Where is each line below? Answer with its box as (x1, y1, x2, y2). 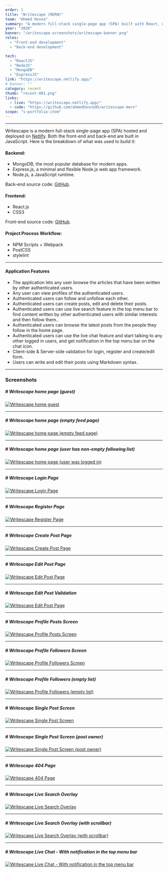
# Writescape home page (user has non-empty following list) (5, 446, 135, 452)
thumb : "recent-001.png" (5, 91, 57, 96)
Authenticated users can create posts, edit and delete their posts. (12, 301, 147, 307)
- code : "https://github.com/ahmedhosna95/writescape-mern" (9, 105, 137, 110)
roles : (5, 36, 19, 41)
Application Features (5, 268, 50, 274)
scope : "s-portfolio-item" (5, 110, 61, 115)
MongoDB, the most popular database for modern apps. (12, 161, 128, 167)
